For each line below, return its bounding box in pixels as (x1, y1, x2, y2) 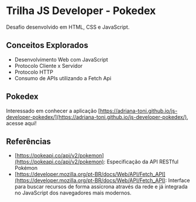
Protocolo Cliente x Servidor (14, 62, 83, 69)
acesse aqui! (6, 119, 37, 126)
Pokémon (14, 165, 38, 172)
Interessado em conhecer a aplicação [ (6, 107, 101, 114)
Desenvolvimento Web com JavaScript (14, 56, 108, 63)
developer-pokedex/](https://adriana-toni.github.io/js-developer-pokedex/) (6, 113, 187, 121)
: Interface (165, 177, 190, 184)
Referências (6, 136, 51, 146)
